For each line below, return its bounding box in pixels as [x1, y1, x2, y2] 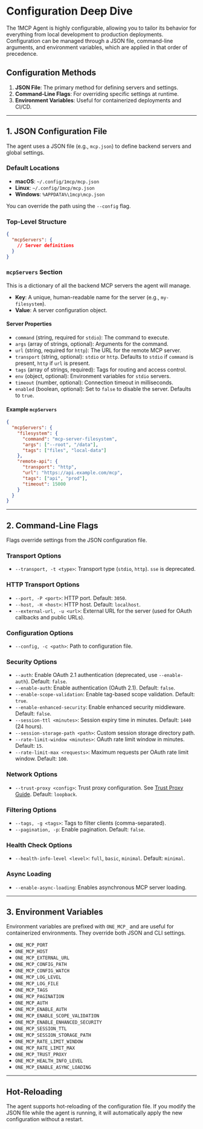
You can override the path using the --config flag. [6, 202, 131, 210]
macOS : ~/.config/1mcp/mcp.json [14, 178, 100, 185]
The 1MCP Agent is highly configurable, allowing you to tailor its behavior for [6, 24, 197, 32]
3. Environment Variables [6, 907, 103, 917]
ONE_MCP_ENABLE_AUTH [14, 1007, 67, 1013]
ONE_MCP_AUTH [14, 1000, 48, 1007]
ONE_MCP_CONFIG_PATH [14, 962, 67, 968]
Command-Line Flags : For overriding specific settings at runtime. [14, 90, 179, 98]
